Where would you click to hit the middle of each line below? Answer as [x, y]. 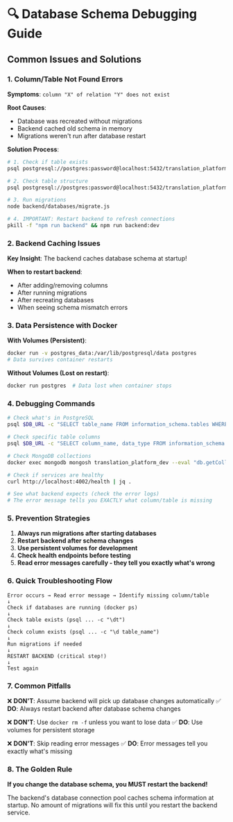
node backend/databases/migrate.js [59, 206]
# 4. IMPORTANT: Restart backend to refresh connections [91, 219]
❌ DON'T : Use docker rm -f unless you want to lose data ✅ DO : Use [105, 722]
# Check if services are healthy [55, 475]
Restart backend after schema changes [75, 541]
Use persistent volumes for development [77, 548]
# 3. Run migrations [37, 200]
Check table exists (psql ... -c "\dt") [67, 620]
